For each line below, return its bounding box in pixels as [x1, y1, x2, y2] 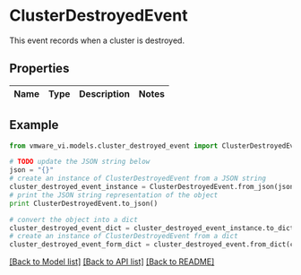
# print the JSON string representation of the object [9, 190, 219, 200]
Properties [9, 61, 70, 76]
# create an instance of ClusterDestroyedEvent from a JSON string [9, 174, 267, 184]
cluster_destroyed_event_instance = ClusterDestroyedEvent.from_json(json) [9, 183, 298, 192]
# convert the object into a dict [9, 215, 139, 224]
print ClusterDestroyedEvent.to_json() [9, 199, 159, 208]
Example [9, 117, 59, 133]
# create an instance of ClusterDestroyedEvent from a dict [9, 232, 239, 241]
